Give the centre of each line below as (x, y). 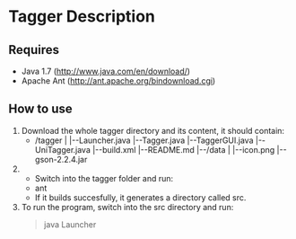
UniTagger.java (63, 149)
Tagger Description (82, 17)
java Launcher (70, 224)
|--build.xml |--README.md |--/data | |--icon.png (183, 149)
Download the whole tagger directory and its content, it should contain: (152, 130)
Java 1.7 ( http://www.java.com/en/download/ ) (105, 71)
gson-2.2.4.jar (61, 159)
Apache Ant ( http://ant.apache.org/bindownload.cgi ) (118, 81)
